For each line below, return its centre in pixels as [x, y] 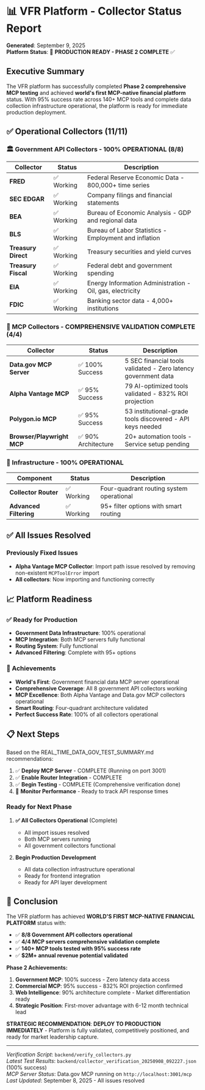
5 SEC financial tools [154, 360]
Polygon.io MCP [33, 419]
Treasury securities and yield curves [139, 252]
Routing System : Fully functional [56, 646]
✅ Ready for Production [42, 620]
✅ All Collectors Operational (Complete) [66, 820]
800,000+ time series [118, 185]
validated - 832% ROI [156, 394]
